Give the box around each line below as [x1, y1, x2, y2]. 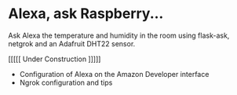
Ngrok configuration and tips [19, 78, 113, 87]
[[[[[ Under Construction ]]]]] [8, 54, 101, 64]
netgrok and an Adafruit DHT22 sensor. [8, 38, 136, 48]
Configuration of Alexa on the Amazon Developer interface [19, 69, 210, 79]
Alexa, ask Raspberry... [8, 5, 164, 23]
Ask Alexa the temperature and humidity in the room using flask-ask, [8, 31, 230, 40]
